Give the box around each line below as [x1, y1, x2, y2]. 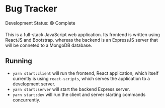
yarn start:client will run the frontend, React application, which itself [12, 70, 159, 76]
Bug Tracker [5, 3, 57, 15]
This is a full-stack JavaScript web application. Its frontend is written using [5, 31, 160, 38]
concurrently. [12, 96, 41, 103]
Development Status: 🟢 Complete [5, 20, 75, 26]
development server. [12, 81, 55, 87]
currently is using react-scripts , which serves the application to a [12, 75, 150, 81]
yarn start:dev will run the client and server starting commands [12, 91, 146, 97]
